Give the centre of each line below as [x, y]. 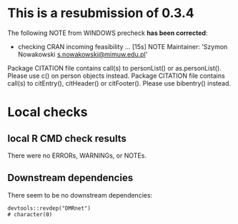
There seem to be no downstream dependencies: [80, 195]
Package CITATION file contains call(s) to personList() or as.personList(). [114, 68]
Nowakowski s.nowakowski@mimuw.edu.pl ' [83, 54]
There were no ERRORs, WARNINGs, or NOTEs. [77, 156]
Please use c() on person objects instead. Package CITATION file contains [116, 76]
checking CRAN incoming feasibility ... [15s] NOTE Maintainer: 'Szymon [123, 46]
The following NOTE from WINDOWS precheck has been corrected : [108, 33]
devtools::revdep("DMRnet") [49, 208]
